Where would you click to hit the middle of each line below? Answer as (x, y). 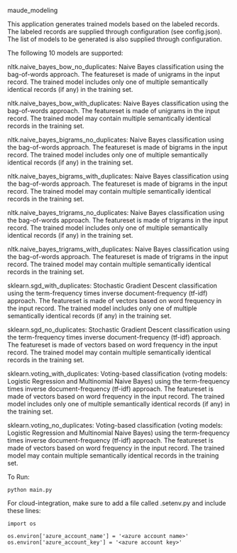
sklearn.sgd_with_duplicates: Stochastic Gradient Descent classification (112, 285)
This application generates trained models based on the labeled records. (114, 24)
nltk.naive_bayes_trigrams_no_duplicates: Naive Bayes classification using (116, 212)
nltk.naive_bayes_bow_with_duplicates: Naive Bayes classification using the (118, 103)
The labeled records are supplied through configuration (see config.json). (115, 32)
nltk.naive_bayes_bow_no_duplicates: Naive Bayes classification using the (116, 67)
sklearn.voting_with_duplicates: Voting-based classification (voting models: (117, 374)
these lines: (24, 511)
